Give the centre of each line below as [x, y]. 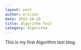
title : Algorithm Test [28, 24]
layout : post [19, 10]
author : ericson [22, 14]
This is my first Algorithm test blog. [41, 42]
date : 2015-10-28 [23, 19]
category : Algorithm [26, 28]
